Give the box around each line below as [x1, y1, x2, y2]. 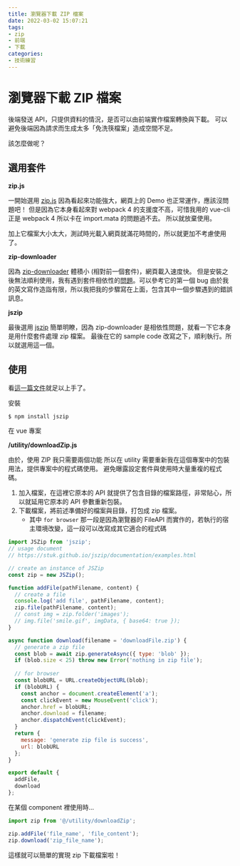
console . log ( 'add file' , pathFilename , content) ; [14, 598, 165, 605]
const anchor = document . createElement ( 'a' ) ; [21, 690, 159, 697]
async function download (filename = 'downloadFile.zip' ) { [8, 637, 187, 644]
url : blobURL [21, 743, 60, 750]
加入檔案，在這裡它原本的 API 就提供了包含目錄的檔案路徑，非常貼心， [18, 488, 226, 497]
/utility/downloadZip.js [8, 440, 78, 450]
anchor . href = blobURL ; [21, 703, 92, 710]
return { [14, 730, 41, 737]
